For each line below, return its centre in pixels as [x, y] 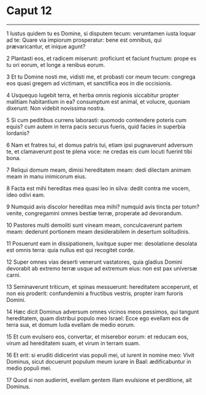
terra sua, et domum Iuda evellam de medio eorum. [71, 324]
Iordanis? [18, 133]
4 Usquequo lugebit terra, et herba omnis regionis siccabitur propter [93, 95]
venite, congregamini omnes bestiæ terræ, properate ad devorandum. [94, 213]
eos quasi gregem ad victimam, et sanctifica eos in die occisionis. [90, 83]
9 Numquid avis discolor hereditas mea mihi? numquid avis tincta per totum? [103, 207]
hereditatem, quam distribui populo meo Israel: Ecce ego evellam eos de [97, 318]
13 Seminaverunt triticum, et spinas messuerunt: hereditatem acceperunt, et [102, 286]
